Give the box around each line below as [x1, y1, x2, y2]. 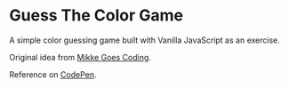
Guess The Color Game [9, 5, 184, 26]
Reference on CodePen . [9, 68, 97, 80]
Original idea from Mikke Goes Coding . [9, 52, 151, 62]
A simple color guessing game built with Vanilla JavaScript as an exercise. [9, 35, 280, 45]
